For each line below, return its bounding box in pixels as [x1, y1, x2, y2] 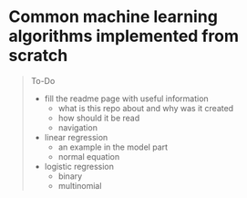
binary [57, 171, 83, 182]
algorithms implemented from [8, 26, 239, 47]
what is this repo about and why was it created [57, 102, 234, 113]
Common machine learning [8, 6, 218, 27]
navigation [57, 121, 98, 133]
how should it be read [57, 112, 140, 123]
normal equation [57, 151, 120, 162]
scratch [8, 46, 68, 66]
